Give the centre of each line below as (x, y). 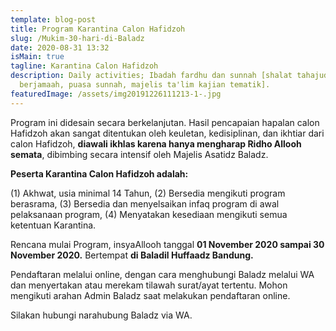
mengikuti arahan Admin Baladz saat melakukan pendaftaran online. (150, 295)
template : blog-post (53, 19)
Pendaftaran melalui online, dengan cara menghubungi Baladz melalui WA (162, 274)
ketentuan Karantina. (53, 225)
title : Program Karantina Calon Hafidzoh (98, 29)
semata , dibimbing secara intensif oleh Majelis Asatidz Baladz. (139, 154)
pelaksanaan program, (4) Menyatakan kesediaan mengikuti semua (149, 214)
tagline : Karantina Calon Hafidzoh (84, 66)
